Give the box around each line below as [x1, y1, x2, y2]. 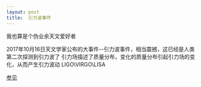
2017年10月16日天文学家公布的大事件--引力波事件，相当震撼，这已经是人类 [6, 45, 195, 53]
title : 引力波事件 [6, 15, 51, 21]
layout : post [6, 9, 40, 15]
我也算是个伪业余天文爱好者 [6, 32, 76, 40]
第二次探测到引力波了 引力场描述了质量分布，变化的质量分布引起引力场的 [6, 53, 190, 60]
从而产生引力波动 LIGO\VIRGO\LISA [16, 61, 106, 68]
